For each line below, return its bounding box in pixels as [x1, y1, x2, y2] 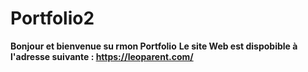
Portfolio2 [10, 7, 95, 30]
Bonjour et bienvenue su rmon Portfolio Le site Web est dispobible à [10, 40, 298, 52]
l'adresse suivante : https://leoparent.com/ [10, 50, 194, 62]
